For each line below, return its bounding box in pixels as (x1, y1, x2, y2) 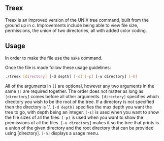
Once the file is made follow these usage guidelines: (5, 64, 111, 70)
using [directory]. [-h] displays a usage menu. (5, 130, 99, 136)
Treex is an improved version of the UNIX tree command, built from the (5, 17, 149, 23)
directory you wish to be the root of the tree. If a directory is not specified (5, 99, 154, 105)
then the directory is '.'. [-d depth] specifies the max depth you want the (5, 104, 152, 110)
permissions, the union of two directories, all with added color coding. (5, 27, 147, 34)
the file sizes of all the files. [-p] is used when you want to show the (5, 114, 144, 120)
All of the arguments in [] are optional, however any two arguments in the (5, 83, 155, 89)
